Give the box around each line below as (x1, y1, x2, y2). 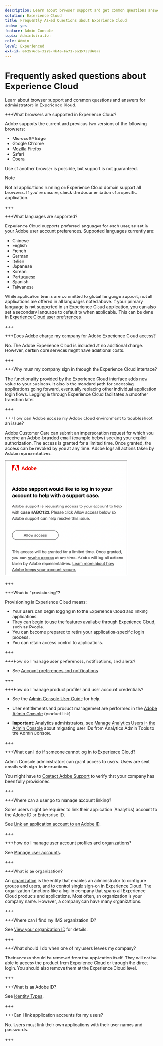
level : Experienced (5, 44, 45, 49)
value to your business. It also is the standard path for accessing (5, 381, 134, 386)
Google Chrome (12, 140, 44, 146)
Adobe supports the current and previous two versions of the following (5, 121, 147, 126)
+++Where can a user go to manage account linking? (5, 797, 112, 803)
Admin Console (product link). (12, 710, 72, 716)
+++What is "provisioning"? (5, 590, 61, 595)
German (12, 253, 29, 259)
